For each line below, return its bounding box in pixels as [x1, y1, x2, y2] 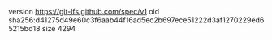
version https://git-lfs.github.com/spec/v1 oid [8, 7, 160, 16]
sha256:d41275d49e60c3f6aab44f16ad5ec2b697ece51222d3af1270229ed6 [8, 15, 265, 25]
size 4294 [41, 24, 76, 33]
